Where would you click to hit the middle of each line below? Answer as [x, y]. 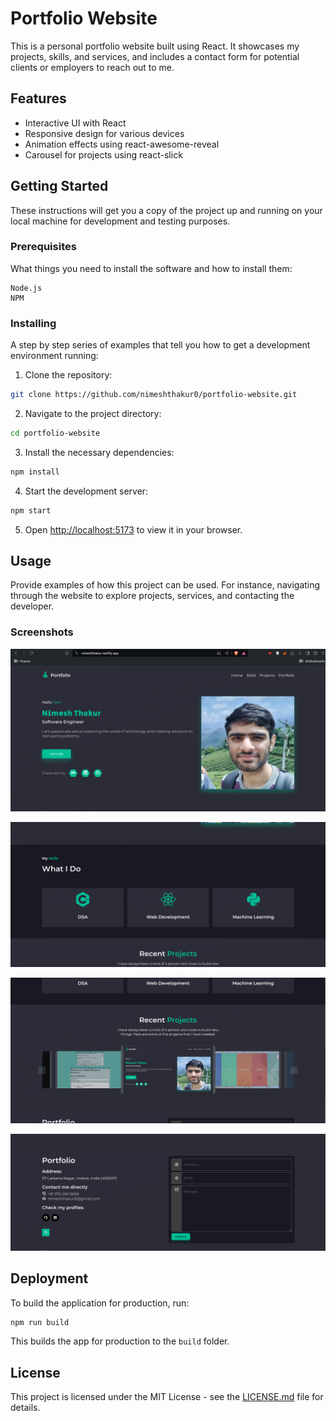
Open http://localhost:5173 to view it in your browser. [133, 529]
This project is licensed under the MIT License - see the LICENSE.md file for [167, 1397]
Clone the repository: [68, 375]
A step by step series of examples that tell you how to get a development [160, 345]
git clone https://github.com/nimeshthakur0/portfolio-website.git [154, 395]
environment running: [54, 356]
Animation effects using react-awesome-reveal [122, 144]
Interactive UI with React [75, 123]
